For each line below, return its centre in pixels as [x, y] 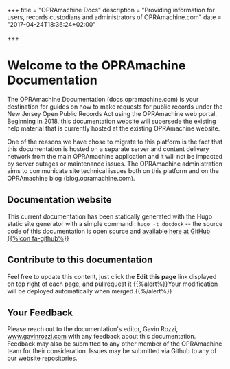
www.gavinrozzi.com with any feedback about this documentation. [102, 337]
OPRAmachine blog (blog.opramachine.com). [71, 178]
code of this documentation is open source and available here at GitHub [109, 231]
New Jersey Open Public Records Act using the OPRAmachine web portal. [112, 113]
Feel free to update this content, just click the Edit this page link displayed [112, 276]
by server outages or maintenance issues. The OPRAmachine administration [115, 164]
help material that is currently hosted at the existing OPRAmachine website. [114, 128]
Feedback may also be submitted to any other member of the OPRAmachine [115, 344]
